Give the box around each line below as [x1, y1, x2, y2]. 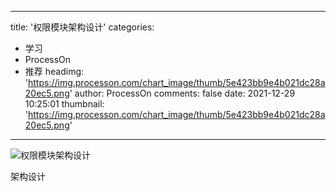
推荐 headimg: [24, 66, 85, 77]
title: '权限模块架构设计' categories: [10, 21, 155, 33]
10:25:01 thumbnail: [24, 98, 105, 110]
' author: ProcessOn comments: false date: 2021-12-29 [69, 87, 296, 99]
